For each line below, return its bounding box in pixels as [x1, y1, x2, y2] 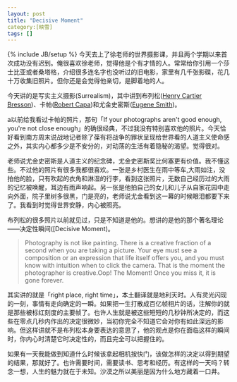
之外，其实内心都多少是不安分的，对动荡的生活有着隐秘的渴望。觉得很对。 [7, 142, 224, 150]
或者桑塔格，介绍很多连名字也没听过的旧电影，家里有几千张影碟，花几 [25, 68, 230, 76]
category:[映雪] [7, 23, 53, 30]
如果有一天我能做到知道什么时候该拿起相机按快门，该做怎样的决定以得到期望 [7, 350, 230, 358]
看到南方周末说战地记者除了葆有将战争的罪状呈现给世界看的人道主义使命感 [13, 133, 230, 142]
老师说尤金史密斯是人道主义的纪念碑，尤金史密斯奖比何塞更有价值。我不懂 [7, 156, 224, 166]
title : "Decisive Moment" [7, 17, 83, 24]
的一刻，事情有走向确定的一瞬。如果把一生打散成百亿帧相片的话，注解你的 [7, 300, 224, 308]
